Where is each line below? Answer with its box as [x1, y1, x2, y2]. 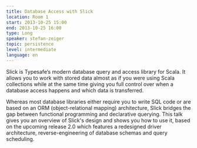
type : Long [6, 30, 33, 36]
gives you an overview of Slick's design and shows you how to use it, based [6, 116, 191, 123]
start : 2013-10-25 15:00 [6, 19, 67, 25]
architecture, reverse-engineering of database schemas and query [6, 129, 168, 136]
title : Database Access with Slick [6, 8, 94, 15]
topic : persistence [6, 42, 54, 47]
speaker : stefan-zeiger [6, 36, 65, 42]
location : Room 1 [6, 14, 49, 20]
